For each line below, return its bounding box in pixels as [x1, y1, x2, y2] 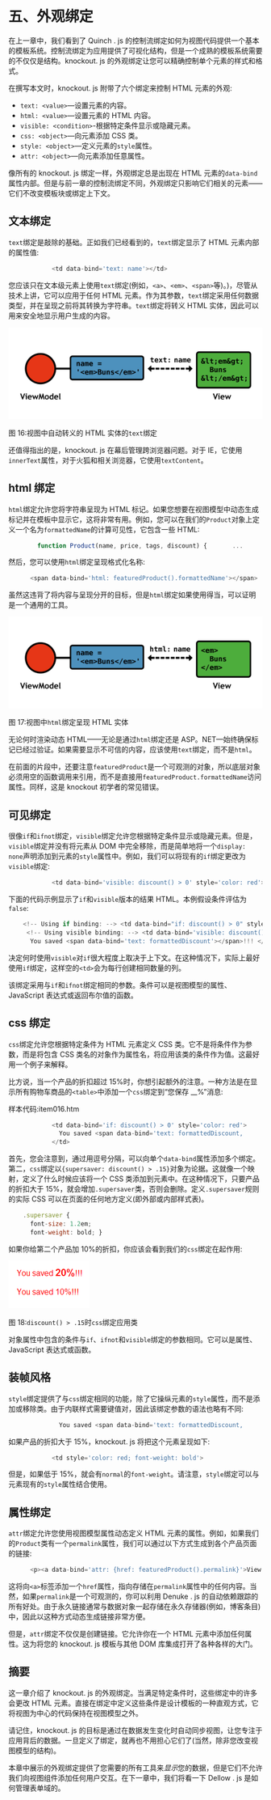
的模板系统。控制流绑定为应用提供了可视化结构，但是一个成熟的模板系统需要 [8, 45, 263, 55]
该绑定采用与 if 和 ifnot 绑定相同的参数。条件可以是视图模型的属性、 [8, 980, 232, 989]
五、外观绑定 [8, 7, 94, 26]
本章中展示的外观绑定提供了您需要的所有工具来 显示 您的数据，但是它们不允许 [8, 1763, 263, 1772]
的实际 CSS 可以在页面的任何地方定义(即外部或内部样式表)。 [8, 1194, 209, 1204]
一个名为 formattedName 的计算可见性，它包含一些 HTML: [15, 524, 200, 534]
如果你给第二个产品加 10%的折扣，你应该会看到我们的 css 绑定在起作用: [8, 1243, 243, 1254]
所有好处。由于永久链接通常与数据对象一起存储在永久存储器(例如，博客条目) [8, 1602, 261, 1612]
